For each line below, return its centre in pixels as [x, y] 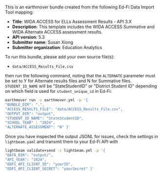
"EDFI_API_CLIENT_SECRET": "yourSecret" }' [50, 169]
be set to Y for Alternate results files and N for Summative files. [68, 81]
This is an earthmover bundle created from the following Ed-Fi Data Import [80, 7]
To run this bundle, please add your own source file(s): [60, 57]
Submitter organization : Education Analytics [57, 47]
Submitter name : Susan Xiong [43, 42]
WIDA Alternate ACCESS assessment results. [57, 32]
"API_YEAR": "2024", [26, 159]
